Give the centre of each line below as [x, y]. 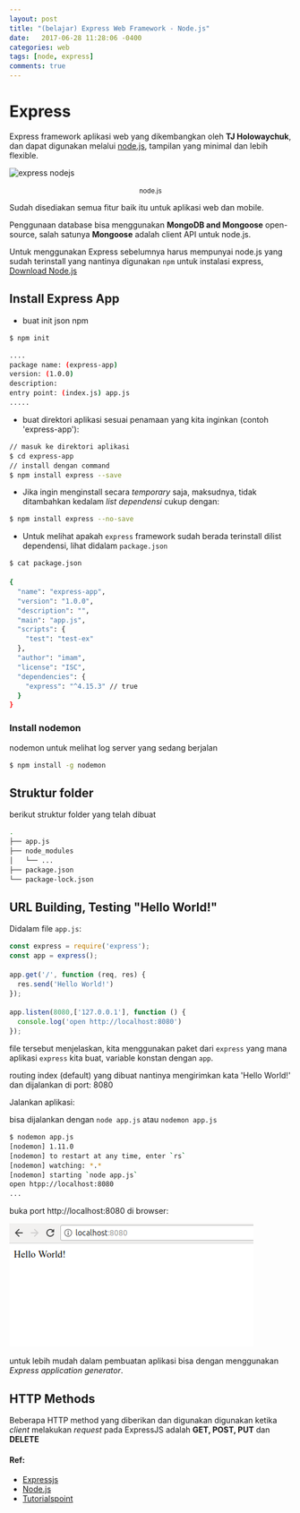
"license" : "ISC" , [52, 667]
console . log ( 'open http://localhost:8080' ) [99, 1022]
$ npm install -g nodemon [57, 765]
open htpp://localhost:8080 [62, 1184]
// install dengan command [60, 466]
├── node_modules [42, 851]
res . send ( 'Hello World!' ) [66, 984]
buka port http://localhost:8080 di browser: [89, 1211]
